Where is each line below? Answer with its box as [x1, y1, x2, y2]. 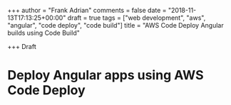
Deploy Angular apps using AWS [7, 67, 205, 84]
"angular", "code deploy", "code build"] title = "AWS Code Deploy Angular [7, 21, 224, 29]
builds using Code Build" [7, 28, 80, 37]
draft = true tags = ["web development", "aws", [67, 13, 206, 22]
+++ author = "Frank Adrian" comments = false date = [7, 6, 167, 14]
